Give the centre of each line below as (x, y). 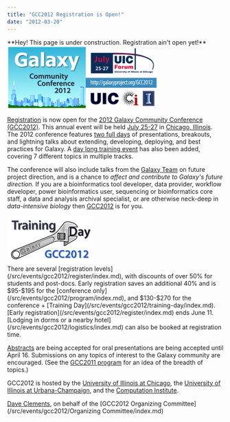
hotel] (103, 320)
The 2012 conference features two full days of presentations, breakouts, (109, 134)
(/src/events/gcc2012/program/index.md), (67, 298)
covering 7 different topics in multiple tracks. (70, 156)
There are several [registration (50, 269)
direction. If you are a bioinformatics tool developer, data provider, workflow (114, 184)
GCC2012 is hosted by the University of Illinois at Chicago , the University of (114, 383)
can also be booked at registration (173, 327)
